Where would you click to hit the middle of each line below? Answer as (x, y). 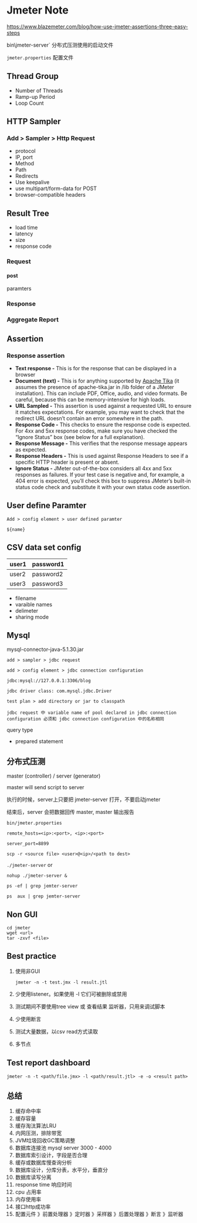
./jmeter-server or (30, 865)
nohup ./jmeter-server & (37, 876)
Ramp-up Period (35, 97)
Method (25, 164)
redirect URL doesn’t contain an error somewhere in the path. (89, 418)
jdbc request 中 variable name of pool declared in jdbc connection (91, 713)
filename (26, 598)
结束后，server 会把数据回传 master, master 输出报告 (70, 812)
